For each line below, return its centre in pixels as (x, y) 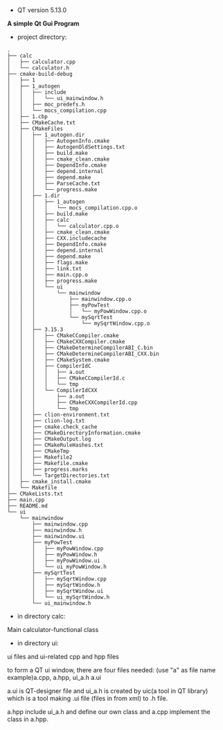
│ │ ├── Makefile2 (40, 457)
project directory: (42, 37)
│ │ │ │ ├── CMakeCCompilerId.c (66, 378)
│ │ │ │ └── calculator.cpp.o (63, 226)
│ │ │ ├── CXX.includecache (57, 238)
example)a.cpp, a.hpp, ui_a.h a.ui (54, 678)
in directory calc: (41, 616)
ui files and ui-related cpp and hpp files (63, 657)
